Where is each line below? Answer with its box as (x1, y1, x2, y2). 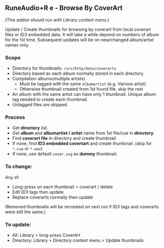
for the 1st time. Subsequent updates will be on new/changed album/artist (5, 37, 154, 43)
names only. (5, 42, 30, 48)
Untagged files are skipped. (12, 102, 69, 108)
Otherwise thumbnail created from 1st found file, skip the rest (19, 86, 143, 92)
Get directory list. (12, 125, 48, 131)
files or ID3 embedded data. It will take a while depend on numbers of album (5, 31, 159, 37)
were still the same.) (5, 209, 46, 215)
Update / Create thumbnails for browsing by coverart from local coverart (5, 26, 151, 32)
